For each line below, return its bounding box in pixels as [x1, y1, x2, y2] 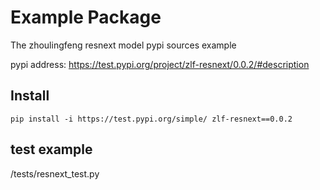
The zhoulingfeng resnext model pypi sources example [10, 39, 237, 51]
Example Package [10, 6, 162, 29]
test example [10, 141, 93, 158]
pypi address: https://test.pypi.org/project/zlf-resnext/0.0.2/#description [10, 58, 310, 70]
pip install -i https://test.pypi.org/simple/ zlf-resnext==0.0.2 [10, 114, 293, 124]
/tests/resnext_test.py [10, 167, 100, 180]
